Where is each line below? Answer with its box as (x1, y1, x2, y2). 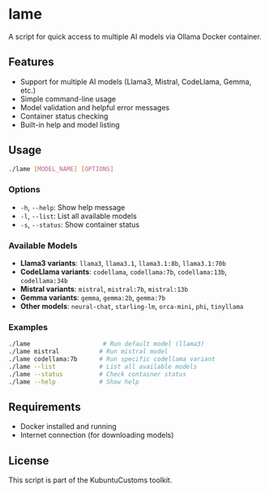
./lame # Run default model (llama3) (8, 340, 205, 349)
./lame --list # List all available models (8, 362, 198, 371)
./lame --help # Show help (8, 378, 139, 386)
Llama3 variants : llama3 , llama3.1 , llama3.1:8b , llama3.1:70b (19, 259, 227, 268)
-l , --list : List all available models (19, 211, 138, 221)
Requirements (8, 400, 81, 414)
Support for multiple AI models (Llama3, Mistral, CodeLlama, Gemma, (19, 76, 252, 86)
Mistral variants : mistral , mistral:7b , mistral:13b (19, 285, 189, 294)
